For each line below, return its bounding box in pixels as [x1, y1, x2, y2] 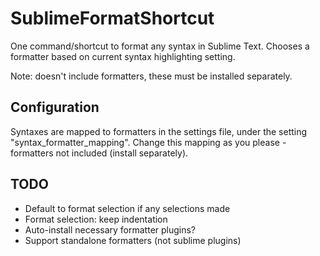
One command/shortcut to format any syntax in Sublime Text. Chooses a [10, 40, 310, 52]
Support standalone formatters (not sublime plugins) [24, 234, 242, 246]
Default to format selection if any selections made [24, 202, 231, 214]
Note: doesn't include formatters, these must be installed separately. [10, 70, 293, 82]
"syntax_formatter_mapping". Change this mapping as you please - [10, 136, 287, 148]
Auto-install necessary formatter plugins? [24, 223, 197, 236]
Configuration [10, 99, 100, 116]
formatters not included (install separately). [10, 147, 189, 159]
